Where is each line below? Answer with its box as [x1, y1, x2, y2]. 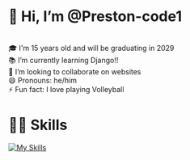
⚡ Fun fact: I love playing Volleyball [8, 84, 125, 94]
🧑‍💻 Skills [8, 116, 68, 134]
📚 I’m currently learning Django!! [8, 55, 119, 65]
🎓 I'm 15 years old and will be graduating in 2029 [8, 43, 175, 53]
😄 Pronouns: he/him [8, 75, 77, 85]
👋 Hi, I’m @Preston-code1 [8, 7, 183, 26]
